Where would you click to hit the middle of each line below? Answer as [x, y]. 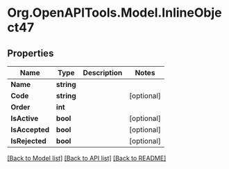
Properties [31, 53]
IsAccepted [30, 130]
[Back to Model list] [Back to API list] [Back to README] [87, 158]
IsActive [25, 118]
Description [103, 73]
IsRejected [28, 141]
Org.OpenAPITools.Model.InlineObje [114, 13]
